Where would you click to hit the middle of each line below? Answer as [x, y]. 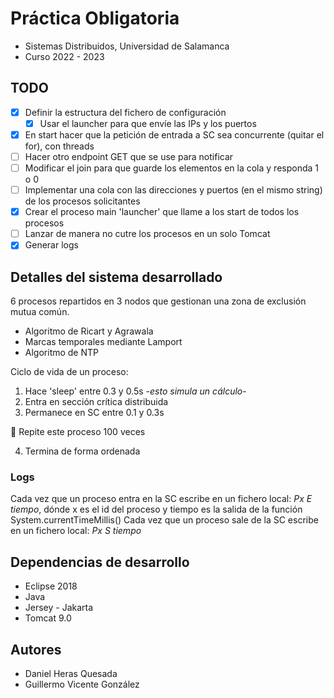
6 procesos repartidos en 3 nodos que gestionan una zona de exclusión [158, 301]
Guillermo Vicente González [82, 684]
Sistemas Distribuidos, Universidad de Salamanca [127, 46]
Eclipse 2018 [51, 586]
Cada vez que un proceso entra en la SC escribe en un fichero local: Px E [161, 499]
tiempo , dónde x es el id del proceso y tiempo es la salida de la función [156, 509]
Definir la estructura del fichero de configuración [125, 112]
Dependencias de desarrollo [100, 562]
